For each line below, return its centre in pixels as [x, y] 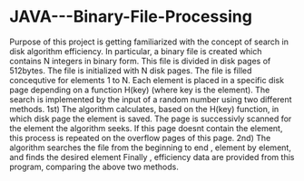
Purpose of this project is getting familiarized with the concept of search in [149, 42]
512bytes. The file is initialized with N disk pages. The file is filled [131, 71]
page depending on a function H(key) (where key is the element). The [140, 90]
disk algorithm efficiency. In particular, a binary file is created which [136, 51]
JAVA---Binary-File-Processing [131, 17]
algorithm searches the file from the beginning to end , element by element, [151, 148]
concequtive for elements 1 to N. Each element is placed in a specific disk [147, 80]
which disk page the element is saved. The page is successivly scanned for [151, 119]
